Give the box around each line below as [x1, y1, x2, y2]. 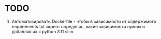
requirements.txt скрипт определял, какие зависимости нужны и [11, 23, 145, 29]
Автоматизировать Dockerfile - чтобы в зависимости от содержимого [11, 19, 157, 24]
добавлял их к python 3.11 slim [11, 29, 73, 34]
